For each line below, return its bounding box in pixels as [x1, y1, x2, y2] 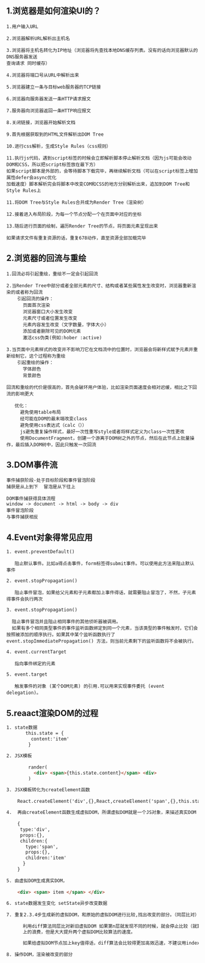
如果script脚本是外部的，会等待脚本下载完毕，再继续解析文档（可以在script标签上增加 [6, 168, 198, 174]
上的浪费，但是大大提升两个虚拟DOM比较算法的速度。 [22, 929, 135, 935]
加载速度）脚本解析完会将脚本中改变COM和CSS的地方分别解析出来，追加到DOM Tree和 [6, 181, 190, 187]
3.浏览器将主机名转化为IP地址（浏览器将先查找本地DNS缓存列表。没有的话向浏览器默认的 [6, 47, 198, 53]
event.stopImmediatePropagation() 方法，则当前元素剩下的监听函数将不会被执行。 [6, 638, 196, 644]
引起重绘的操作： [17, 360, 54, 366]
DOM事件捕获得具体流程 [6, 496, 56, 502]
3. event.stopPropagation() [6, 607, 78, 613]
